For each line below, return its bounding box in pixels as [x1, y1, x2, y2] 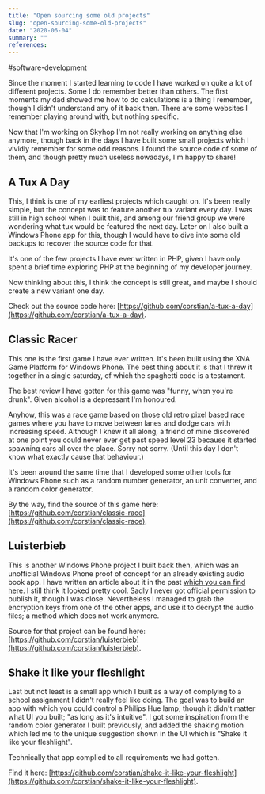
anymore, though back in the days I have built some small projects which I [8, 136, 249, 145]
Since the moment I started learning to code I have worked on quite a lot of [8, 78, 252, 88]
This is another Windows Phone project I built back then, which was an [8, 560, 240, 570]
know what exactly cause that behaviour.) [8, 452, 144, 461]
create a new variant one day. [8, 286, 105, 296]
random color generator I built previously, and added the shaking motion [8, 720, 244, 730]
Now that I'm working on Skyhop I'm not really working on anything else [8, 128, 243, 137]
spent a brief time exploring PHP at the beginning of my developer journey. [8, 262, 252, 272]
